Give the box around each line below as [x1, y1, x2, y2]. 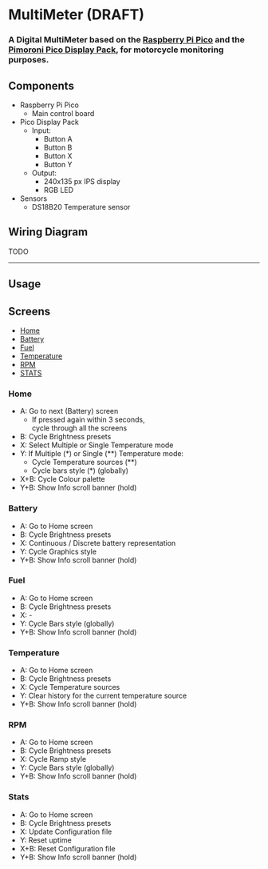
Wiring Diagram [8, 226, 89, 239]
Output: [31, 168, 57, 178]
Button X [43, 150, 73, 161]
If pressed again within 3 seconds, [31, 414, 145, 425]
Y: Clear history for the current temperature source [19, 691, 187, 701]
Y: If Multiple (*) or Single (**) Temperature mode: [19, 449, 184, 459]
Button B [43, 142, 73, 152]
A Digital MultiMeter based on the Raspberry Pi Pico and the [8, 34, 246, 46]
